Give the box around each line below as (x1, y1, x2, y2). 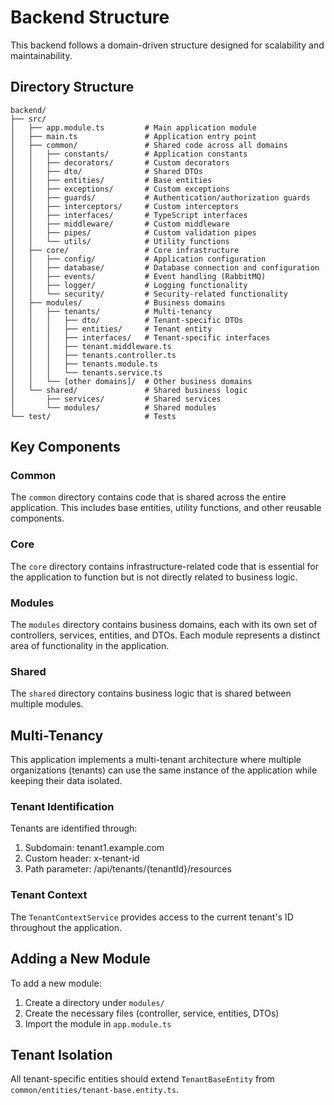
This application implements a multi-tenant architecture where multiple (10, 754, 302, 766)
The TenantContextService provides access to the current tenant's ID (10, 911, 294, 923)
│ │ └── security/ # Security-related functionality (10, 289, 288, 299)
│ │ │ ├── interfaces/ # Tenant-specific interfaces (10, 332, 271, 343)
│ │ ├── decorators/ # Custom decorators (10, 157, 230, 168)
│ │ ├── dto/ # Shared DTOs (10, 166, 203, 176)
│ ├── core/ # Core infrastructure (10, 245, 240, 255)
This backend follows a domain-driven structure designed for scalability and (10, 39, 325, 51)
